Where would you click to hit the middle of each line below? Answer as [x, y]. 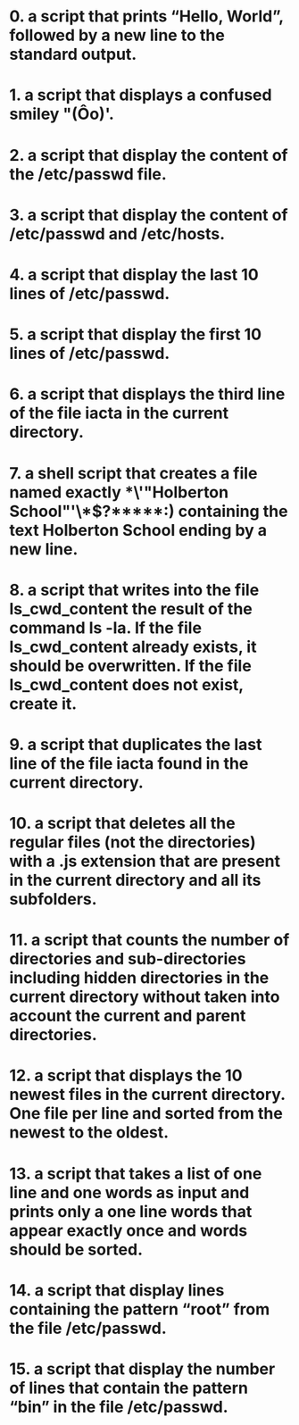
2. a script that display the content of [149, 155]
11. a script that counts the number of [149, 940]
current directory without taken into [145, 997]
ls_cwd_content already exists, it [133, 647]
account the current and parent [128, 1016]
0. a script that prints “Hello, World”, [146, 17]
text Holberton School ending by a [138, 530]
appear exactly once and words [129, 1230]
